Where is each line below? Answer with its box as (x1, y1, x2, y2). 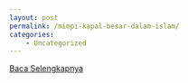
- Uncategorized (25, 38, 88, 48)
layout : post (9, 13, 59, 23)
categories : (9, 30, 54, 39)
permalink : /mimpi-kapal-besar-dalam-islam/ (9, 22, 180, 31)
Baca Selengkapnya (9, 63, 84, 74)
